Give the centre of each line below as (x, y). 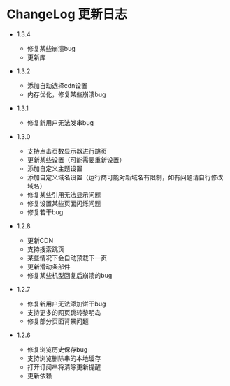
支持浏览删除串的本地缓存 (64, 358)
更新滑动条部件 (49, 267)
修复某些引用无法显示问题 (64, 194)
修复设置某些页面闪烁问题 (64, 203)
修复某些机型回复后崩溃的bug (70, 275)
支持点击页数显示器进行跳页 (67, 151)
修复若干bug (45, 212)
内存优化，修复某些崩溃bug (66, 94)
